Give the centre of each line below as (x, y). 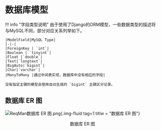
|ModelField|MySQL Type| (30, 40)
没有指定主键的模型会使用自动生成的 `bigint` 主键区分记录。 (60, 84)
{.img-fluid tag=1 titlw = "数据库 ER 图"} (100, 113)
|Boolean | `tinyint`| (28, 53)
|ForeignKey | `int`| (27, 48)
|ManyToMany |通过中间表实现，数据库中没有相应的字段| (55, 75)
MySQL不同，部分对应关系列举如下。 (47, 30)
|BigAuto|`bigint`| (25, 65)
